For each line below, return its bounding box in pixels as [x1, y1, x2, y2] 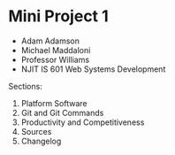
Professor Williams [20, 54, 90, 65]
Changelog [20, 136, 62, 146]
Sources [20, 126, 52, 136]
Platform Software [20, 97, 87, 108]
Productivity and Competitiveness [20, 117, 145, 128]
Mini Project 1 [8, 6, 110, 27]
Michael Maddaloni [20, 44, 91, 55]
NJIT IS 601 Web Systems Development [20, 64, 166, 74]
